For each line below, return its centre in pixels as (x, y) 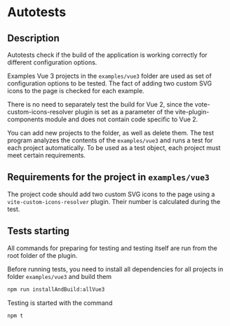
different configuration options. (52, 62)
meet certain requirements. (47, 155)
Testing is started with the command (60, 303)
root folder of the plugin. (42, 255)
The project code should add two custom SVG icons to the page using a (111, 194)
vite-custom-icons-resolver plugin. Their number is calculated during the (114, 201)
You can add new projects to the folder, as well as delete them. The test (111, 133)
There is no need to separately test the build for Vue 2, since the (100, 104)
